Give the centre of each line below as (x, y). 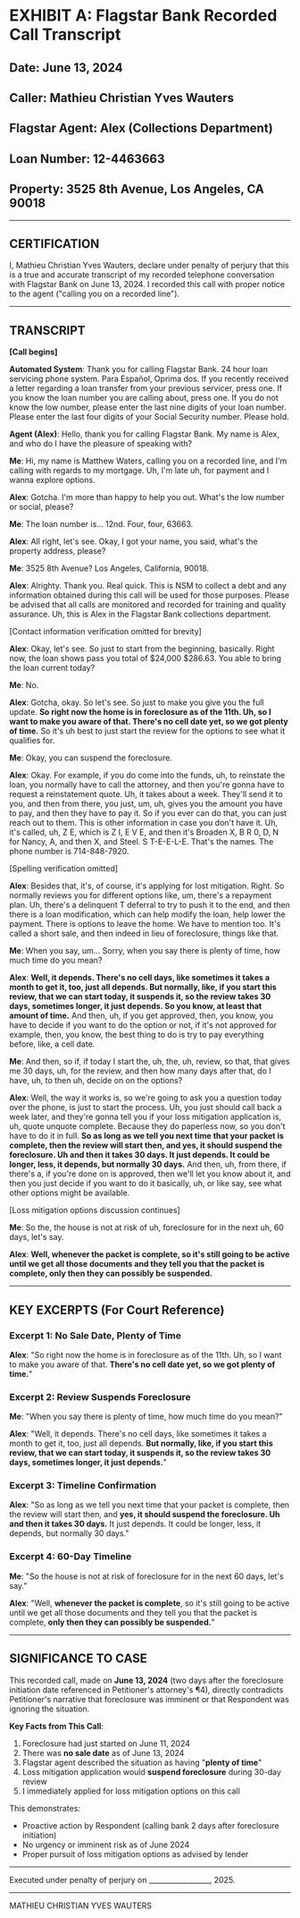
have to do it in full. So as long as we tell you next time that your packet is (146, 1136)
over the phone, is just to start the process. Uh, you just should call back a (146, 1108)
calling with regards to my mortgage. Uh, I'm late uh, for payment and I (139, 471)
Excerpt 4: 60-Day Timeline (71, 1557)
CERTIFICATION (54, 244)
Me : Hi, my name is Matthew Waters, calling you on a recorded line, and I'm (148, 461)
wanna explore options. (52, 480)
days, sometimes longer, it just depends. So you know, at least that (136, 1006)
